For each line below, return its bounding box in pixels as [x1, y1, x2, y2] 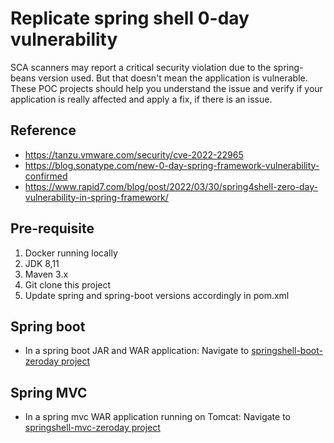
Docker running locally [24, 247, 118, 259]
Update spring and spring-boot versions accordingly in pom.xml [24, 289, 290, 301]
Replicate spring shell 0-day [10, 7, 250, 30]
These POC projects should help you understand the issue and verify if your [10, 82, 323, 94]
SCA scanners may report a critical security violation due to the [10, 61, 272, 73]
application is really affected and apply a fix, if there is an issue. [10, 93, 273, 105]
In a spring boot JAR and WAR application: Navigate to [24, 345, 250, 357]
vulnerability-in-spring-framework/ [24, 191, 169, 203]
